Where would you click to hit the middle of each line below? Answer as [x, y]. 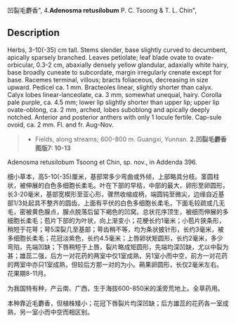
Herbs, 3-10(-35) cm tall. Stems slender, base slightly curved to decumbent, [117, 50]
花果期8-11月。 [29, 273]
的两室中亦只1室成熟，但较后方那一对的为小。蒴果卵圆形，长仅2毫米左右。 [115, 264]
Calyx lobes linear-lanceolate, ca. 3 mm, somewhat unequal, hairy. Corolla [114, 94]
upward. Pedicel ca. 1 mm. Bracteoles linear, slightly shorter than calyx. [110, 87]
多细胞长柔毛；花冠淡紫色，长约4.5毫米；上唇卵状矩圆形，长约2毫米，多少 [115, 238]
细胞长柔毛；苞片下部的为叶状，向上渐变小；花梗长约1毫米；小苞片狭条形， [116, 220]
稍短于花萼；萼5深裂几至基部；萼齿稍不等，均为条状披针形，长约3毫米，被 [116, 229]
